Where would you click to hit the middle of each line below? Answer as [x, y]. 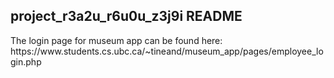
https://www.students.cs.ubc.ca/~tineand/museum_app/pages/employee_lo [167, 51]
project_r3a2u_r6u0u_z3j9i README [126, 16]
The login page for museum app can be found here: [116, 40]
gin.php [26, 61]
